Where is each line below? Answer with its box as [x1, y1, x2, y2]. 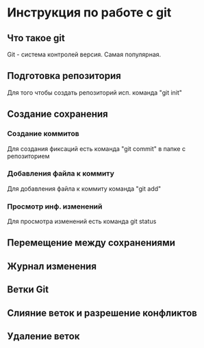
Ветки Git [7, 283, 49, 296]
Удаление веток [7, 331, 80, 343]
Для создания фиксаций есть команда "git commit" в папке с [7, 144, 186, 152]
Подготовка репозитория [7, 70, 121, 82]
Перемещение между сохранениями [7, 237, 176, 248]
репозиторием [7, 152, 50, 160]
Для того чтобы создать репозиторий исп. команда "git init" [7, 88, 183, 97]
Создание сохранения [7, 108, 108, 120]
